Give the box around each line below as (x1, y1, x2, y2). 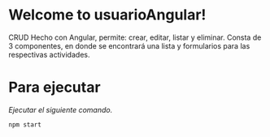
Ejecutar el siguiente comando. (8, 105, 113, 114)
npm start (8, 120, 42, 129)
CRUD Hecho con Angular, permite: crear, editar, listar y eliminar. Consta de (8, 32, 262, 42)
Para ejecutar (8, 79, 101, 96)
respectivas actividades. (8, 49, 90, 59)
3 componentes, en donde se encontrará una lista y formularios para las (8, 41, 250, 50)
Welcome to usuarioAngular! (8, 6, 207, 24)
